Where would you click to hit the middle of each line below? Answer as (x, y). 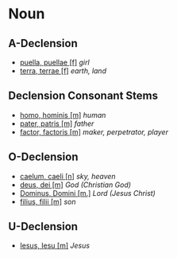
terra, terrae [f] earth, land (63, 71)
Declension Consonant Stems (83, 96)
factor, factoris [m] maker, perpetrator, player (94, 131)
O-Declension (43, 157)
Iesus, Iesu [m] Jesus (54, 246)
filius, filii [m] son (48, 201)
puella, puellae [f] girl (54, 62)
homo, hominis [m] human (63, 115)
